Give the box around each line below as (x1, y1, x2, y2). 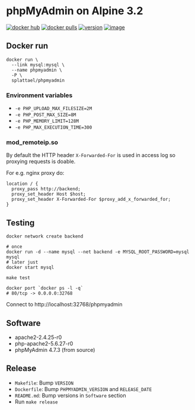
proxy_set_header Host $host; (11, 191, 86, 197)
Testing (6, 217, 35, 228)
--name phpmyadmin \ (11, 67, 62, 73)
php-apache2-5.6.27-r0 (14, 339, 73, 347)
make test (6, 275, 31, 281)
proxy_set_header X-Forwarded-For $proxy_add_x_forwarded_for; (11, 197, 171, 203)
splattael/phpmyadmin (11, 77, 65, 84)
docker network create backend (6, 233, 84, 239)
